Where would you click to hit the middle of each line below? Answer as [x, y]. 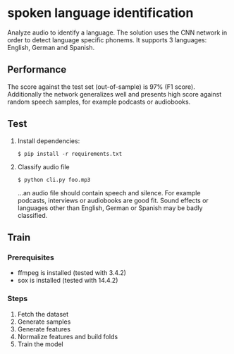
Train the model [40, 344]
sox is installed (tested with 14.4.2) [68, 281]
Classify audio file [43, 166]
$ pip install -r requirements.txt [70, 154]
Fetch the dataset [43, 314]
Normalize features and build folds [68, 336]
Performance [37, 69]
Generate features [44, 329]
